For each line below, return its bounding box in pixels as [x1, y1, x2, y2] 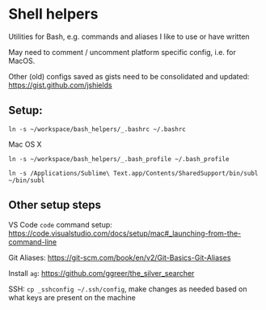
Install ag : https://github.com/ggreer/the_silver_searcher [8, 268, 195, 278]
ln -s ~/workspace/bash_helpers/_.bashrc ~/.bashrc [8, 125, 186, 134]
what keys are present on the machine [8, 292, 136, 302]
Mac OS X [8, 139, 42, 149]
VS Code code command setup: [8, 219, 113, 229]
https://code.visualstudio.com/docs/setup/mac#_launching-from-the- [8, 228, 242, 238]
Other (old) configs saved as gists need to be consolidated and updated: [8, 71, 250, 81]
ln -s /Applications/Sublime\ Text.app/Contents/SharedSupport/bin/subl [8, 169, 259, 177]
